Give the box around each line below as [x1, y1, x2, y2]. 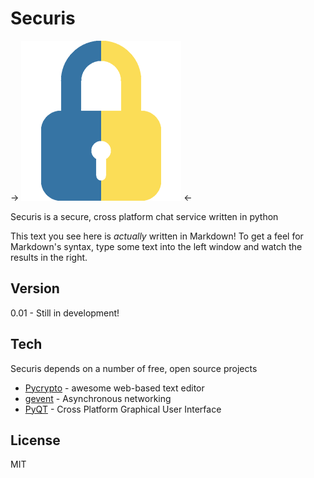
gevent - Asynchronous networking [24, 392, 172, 404]
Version [10, 280, 60, 297]
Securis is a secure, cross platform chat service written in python [10, 210, 279, 222]
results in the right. [10, 251, 88, 263]
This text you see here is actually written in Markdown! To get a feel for [10, 230, 304, 242]
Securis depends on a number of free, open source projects [10, 362, 258, 374]
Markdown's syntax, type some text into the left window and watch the [10, 240, 303, 252]
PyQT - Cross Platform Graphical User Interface [24, 403, 222, 415]
